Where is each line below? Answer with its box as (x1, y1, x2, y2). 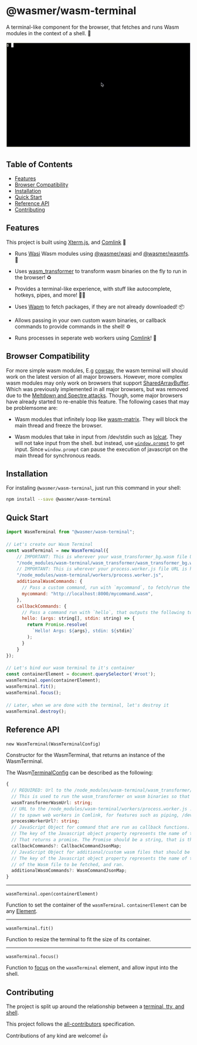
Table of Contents (6, 160, 73, 169)
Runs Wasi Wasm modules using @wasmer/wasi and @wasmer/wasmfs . (14, 250, 190, 257)
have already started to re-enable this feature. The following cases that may (6, 398, 189, 405)
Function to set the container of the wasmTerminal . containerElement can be (6, 901, 187, 908)
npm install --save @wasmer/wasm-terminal (6, 497, 111, 503)
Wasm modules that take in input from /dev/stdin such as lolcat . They (14, 433, 182, 440)
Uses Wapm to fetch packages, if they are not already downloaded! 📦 (14, 303, 185, 310)
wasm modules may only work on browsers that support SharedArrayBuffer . (6, 379, 190, 386)
